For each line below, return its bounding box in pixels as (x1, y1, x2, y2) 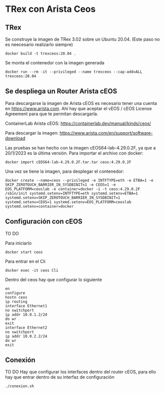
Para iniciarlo (5, 240, 32, 246)
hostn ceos (5, 295, 28, 300)
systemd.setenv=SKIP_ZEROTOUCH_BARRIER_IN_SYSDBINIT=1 (5, 195, 121, 200)
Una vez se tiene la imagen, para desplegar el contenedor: (5, 168, 124, 174)
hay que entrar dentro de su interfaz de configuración (5, 374, 115, 380)
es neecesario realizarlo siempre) (5, 42, 73, 48)
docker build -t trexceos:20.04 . (5, 51, 77, 56)
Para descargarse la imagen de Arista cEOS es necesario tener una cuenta (5, 100, 157, 106)
